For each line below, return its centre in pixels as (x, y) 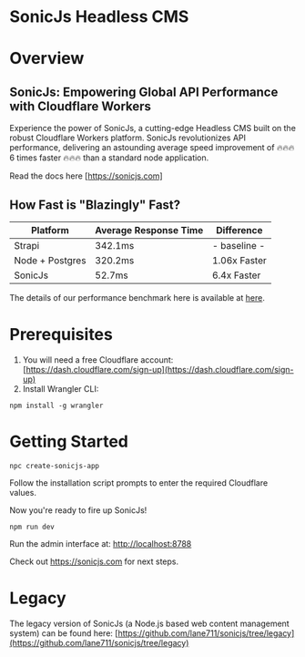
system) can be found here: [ (64, 633)
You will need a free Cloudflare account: (98, 359)
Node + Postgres (50, 260)
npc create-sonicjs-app (55, 466)
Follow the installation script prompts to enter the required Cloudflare (139, 482)
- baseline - (239, 246)
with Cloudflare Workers (81, 106)
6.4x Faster (237, 275)
